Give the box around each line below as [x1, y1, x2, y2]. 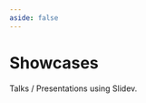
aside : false [9, 13, 59, 23]
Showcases [9, 52, 100, 73]
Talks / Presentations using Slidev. [9, 83, 138, 94]
